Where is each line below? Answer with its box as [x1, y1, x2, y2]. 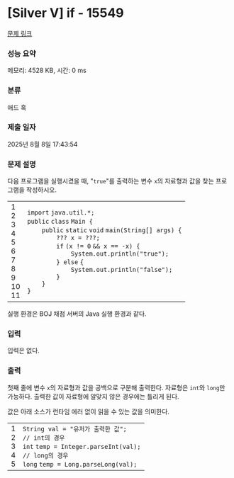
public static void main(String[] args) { [41, 227, 182, 234]
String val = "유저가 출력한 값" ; [22, 425, 128, 433]
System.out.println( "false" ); [70, 266, 173, 274]
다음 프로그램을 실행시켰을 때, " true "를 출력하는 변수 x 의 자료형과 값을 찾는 [7, 177, 214, 186]
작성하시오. [26, 186, 57, 194]
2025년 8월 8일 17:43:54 [7, 140, 78, 148]
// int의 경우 [22, 433, 65, 442]
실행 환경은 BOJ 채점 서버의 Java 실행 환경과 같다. [7, 309, 147, 318]
